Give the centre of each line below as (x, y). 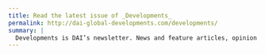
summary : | (26, 30)
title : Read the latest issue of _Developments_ (90, 15)
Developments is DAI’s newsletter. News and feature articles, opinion (136, 38)
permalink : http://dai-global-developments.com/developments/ (113, 23)
